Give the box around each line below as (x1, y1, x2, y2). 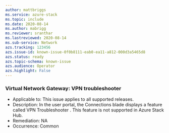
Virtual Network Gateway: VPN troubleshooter (5, 85, 122, 92)
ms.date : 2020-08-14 (5, 21, 49, 27)
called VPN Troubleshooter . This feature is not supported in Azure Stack (12, 107, 164, 113)
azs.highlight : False (5, 69, 51, 74)
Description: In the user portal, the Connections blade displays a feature (12, 102, 162, 108)
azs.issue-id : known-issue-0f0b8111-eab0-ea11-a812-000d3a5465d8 (5, 49, 145, 54)
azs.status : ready (5, 54, 44, 59)
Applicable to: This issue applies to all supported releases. (12, 96, 134, 102)
